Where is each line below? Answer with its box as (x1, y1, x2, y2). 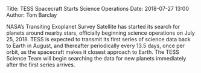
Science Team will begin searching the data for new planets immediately (6, 55, 187, 62)
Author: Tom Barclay (6, 11, 57, 19)
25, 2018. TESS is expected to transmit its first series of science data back (6, 36, 191, 42)
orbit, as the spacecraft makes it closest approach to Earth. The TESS (6, 48, 180, 56)
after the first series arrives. (6, 61, 75, 68)
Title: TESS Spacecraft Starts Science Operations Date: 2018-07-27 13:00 (6, 5, 189, 12)
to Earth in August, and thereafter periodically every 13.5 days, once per (6, 42, 185, 49)
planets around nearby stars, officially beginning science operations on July (6, 29, 195, 36)
